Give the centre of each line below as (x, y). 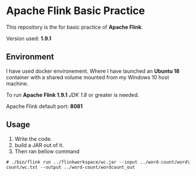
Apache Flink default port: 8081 (45, 106)
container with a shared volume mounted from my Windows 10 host (87, 77)
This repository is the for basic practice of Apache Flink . (75, 27)
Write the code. (33, 138)
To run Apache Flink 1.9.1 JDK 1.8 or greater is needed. (73, 94)
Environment (30, 57)
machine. (17, 83)
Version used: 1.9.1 (29, 38)
